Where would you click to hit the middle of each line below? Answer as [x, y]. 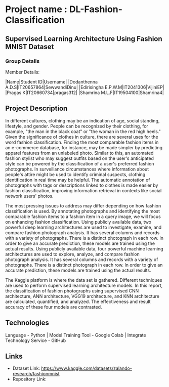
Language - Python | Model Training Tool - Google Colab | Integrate [76, 335]
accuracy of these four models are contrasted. [54, 307]
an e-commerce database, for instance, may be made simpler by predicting [84, 147]
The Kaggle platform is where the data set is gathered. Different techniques [84, 280]
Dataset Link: [26, 368]
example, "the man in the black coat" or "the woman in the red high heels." [83, 131]
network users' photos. [30, 196]
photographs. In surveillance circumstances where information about [77, 169]
